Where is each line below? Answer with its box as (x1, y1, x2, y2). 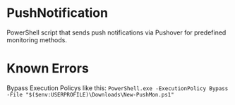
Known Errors (6, 61, 89, 77)
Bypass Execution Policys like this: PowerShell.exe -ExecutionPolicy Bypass (6, 83, 229, 92)
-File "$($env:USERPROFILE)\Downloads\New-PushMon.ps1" (6, 91, 174, 98)
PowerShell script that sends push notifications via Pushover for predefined (6, 28, 227, 37)
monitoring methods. (6, 35, 68, 44)
